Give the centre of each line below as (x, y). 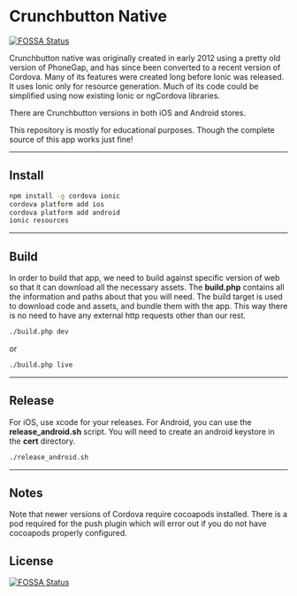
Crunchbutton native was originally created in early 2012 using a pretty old (145, 58)
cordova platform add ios (57, 204)
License (31, 561)
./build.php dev (39, 332)
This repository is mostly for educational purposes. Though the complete (142, 129)
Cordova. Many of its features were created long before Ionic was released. (147, 76)
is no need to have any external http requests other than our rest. (127, 315)
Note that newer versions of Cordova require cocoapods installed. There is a (148, 515)
